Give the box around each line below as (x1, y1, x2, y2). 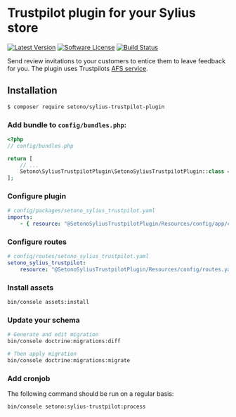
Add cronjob (7, 373, 51, 383)
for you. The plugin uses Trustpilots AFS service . (7, 64, 149, 72)
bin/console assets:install (7, 299, 90, 306)
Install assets (7, 283, 54, 293)
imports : (7, 214, 33, 221)
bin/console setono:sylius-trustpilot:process (7, 403, 146, 411)
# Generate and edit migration (7, 331, 99, 338)
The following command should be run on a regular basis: (7, 390, 174, 398)
